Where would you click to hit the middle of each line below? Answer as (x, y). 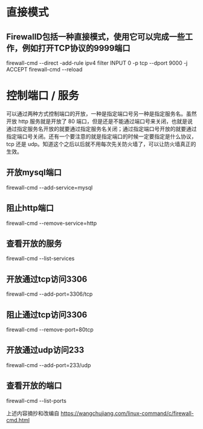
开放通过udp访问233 (45, 350)
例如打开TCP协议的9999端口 (76, 48)
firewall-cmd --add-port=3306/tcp (50, 294)
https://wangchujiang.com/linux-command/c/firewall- (127, 413)
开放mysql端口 (34, 172)
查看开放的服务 (34, 243)
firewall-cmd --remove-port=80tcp (50, 330)
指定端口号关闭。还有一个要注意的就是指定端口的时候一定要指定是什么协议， (101, 136)
